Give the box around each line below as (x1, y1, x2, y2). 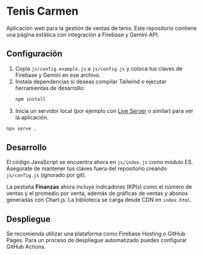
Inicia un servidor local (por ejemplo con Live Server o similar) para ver (15, 107, 194, 114)
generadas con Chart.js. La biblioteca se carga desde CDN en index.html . (6, 196, 192, 204)
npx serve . (6, 125, 37, 132)
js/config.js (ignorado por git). (6, 171, 87, 179)
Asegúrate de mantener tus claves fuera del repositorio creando (6, 165, 168, 172)
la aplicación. (15, 113, 49, 121)
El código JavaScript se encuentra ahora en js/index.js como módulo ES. (6, 159, 193, 166)
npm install (15, 96, 46, 102)
